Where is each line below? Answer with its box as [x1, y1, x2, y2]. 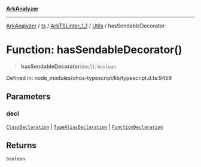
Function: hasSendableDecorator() [6, 43, 182, 57]
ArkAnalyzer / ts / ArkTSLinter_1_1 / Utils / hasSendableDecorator [6, 22, 165, 29]
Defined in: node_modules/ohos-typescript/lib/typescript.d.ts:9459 [6, 74, 172, 81]
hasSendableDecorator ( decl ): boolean [20, 63, 117, 70]
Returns [6, 140, 37, 151]
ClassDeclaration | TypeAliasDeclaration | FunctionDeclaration [6, 123, 163, 130]
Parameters [6, 92, 51, 102]
